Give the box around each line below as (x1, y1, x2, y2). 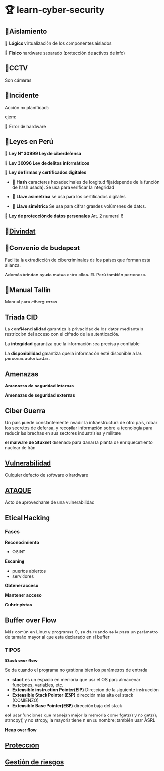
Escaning (5, 558, 24, 564)
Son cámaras (5, 77, 32, 83)
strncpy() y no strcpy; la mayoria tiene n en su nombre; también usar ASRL (5, 717, 156, 723)
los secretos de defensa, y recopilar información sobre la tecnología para (5, 425, 153, 431)
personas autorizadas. (5, 356, 50, 361)
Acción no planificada (5, 104, 49, 110)
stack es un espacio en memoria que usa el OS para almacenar (12, 677, 141, 683)
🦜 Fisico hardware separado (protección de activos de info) (5, 50, 125, 55)
